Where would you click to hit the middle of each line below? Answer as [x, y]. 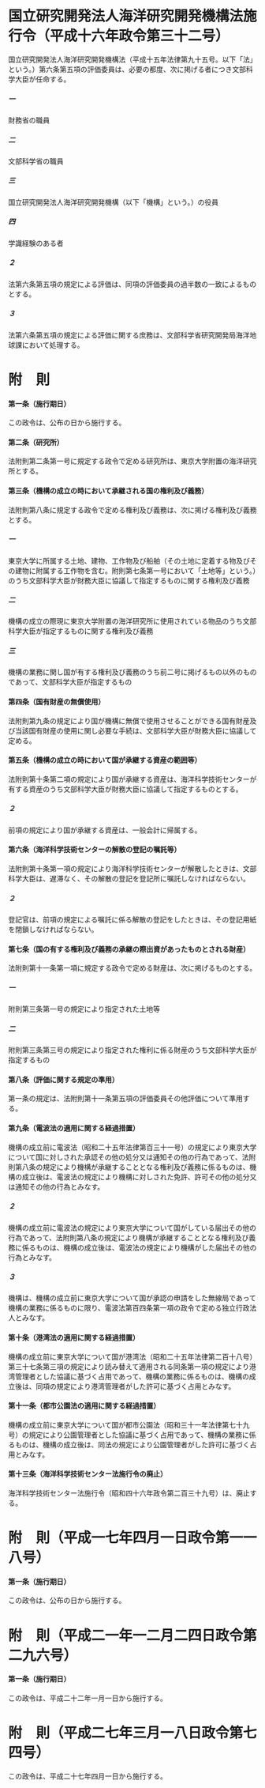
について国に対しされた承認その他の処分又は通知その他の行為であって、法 [129, 1157]
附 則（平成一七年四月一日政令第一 [126, 1538]
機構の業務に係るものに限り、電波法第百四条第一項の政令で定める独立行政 [129, 1308]
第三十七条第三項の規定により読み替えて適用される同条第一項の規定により [129, 1366]
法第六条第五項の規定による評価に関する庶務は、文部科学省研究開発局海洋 [129, 335]
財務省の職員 [29, 120]
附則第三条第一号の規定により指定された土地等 [84, 1009]
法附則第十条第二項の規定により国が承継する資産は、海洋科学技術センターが [132, 779]
